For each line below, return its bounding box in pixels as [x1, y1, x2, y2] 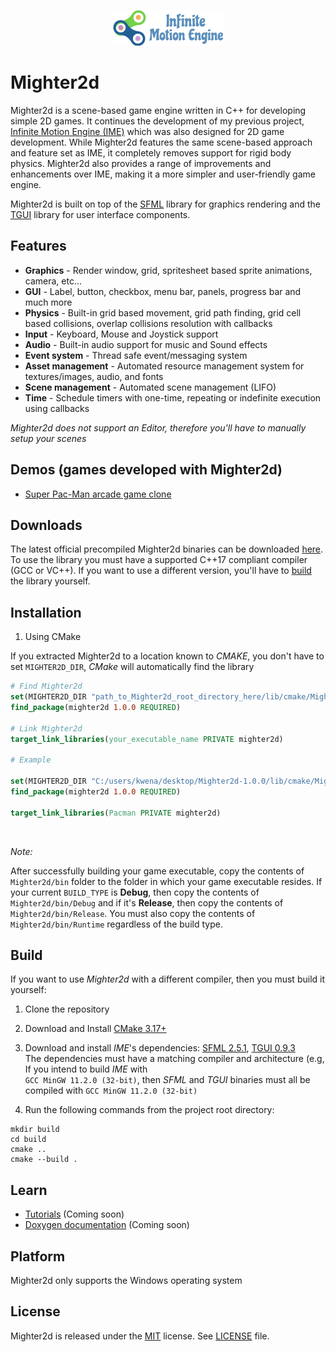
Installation [10, 604, 82, 621]
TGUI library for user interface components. [10, 208, 191, 220]
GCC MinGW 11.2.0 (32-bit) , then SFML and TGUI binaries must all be [24, 1074, 311, 1086]
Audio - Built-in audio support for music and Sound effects [24, 338, 268, 350]
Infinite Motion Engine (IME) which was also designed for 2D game [10, 125, 285, 137]
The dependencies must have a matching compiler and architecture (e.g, [24, 1053, 325, 1065]
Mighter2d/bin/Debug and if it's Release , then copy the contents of [10, 896, 284, 909]
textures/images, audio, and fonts [24, 370, 164, 382]
